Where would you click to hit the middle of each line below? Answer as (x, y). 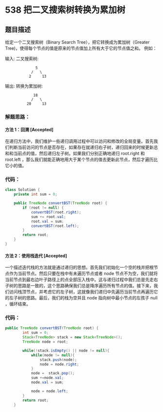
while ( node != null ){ (53, 355)
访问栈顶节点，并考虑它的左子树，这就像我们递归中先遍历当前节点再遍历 (81, 292)
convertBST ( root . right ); (56, 212)
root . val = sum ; (47, 221)
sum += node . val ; (47, 378)
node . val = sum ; (47, 383)
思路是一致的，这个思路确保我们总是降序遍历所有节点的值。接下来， (86, 286)
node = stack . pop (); (53, 373)
